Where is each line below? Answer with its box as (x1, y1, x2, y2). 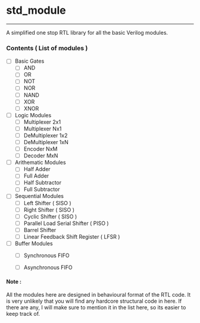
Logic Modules (14, 111, 52, 118)
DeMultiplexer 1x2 (23, 132, 68, 139)
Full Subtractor (23, 186, 61, 193)
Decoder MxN (23, 152, 58, 159)
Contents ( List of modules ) (6, 44, 88, 52)
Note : (6, 278, 22, 285)
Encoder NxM (23, 145, 58, 153)
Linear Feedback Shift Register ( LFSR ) (23, 233, 120, 240)
